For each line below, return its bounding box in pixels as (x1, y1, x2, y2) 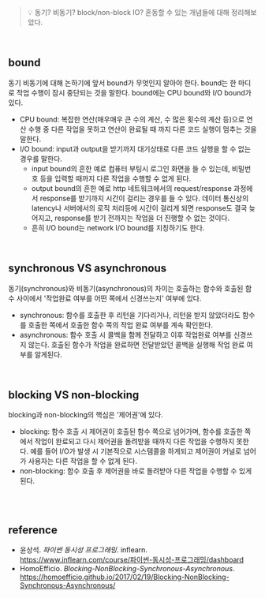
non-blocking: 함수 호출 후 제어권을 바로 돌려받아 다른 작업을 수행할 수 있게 (19, 466, 252, 476)
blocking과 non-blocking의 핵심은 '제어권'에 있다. (8, 410, 163, 420)
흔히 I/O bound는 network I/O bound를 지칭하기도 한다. (31, 222, 205, 232)
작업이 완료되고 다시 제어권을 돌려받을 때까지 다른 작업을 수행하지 (34, 437, 235, 447)
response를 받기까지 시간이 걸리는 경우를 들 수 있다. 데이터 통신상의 (39, 193, 249, 203)
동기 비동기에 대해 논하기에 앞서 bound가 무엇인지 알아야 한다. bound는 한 (8, 78, 237, 88)
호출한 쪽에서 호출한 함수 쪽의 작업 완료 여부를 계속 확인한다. (28, 320, 213, 330)
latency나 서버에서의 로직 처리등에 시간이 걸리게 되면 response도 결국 (31, 203, 248, 212)
